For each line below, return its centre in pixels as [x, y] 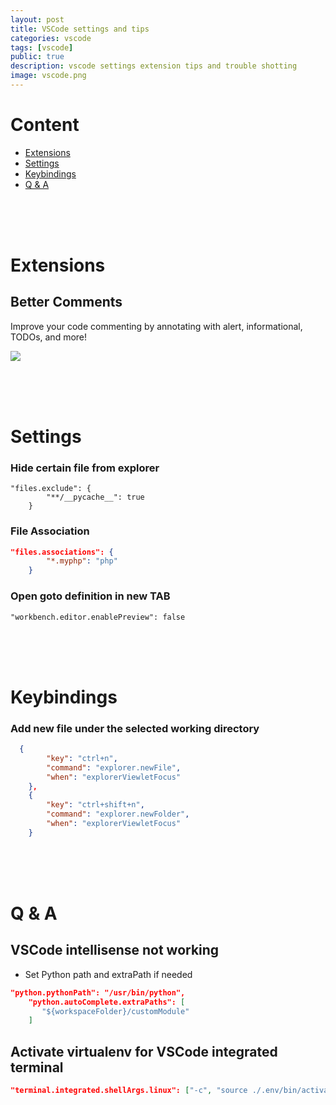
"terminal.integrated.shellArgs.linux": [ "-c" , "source [129, 1091]
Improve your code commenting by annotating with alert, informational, [156, 326]
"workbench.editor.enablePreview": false [98, 617]
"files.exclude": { [51, 489]
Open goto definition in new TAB [90, 596]
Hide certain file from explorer [85, 468]
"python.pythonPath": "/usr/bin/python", [98, 992]
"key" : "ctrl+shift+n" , [95, 805]
